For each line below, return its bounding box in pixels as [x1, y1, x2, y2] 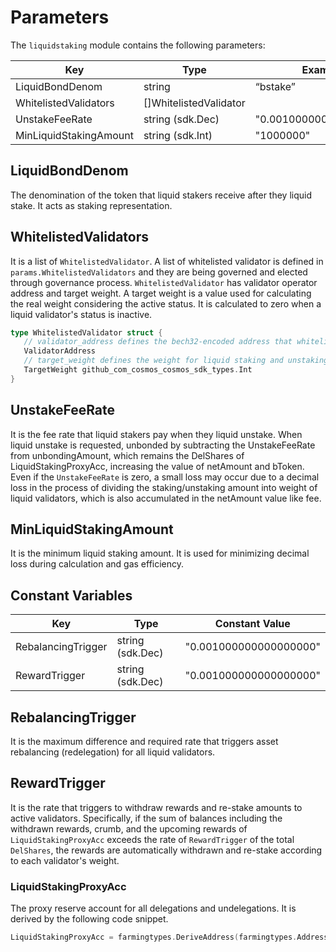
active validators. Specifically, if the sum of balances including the [10, 812, 283, 824]
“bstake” [254, 79, 296, 93]
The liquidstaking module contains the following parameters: [10, 39, 266, 51]
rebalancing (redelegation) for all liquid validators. [10, 746, 216, 758]
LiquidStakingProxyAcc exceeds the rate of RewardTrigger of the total [10, 833, 295, 845]
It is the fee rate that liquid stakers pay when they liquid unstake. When [10, 428, 303, 440]
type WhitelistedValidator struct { [10, 327, 163, 338]
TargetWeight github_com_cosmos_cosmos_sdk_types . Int [23, 365, 253, 375]
